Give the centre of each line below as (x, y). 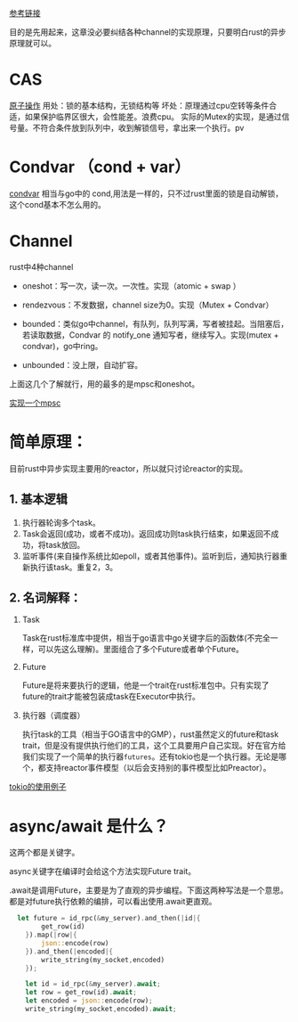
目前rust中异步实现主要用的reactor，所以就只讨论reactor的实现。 (129, 468)
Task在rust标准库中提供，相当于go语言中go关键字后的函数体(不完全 (146, 638)
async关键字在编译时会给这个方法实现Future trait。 (103, 871)
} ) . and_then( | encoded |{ (69, 952)
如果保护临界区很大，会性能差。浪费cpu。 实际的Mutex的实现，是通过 (153, 116)
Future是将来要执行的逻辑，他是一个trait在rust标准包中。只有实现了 (145, 685)
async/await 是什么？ (89, 826)
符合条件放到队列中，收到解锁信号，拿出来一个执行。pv (142, 127)
